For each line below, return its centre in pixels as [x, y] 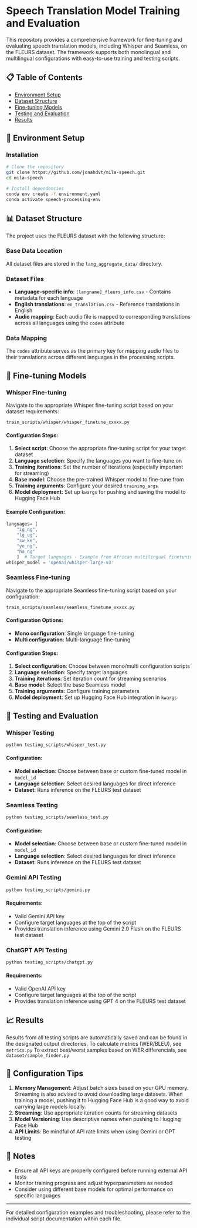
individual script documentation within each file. [64, 1219]
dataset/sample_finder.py [38, 1055]
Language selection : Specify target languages [71, 672]
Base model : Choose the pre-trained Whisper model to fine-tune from [99, 480]
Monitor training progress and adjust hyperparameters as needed [94, 1183]
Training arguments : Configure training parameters [77, 691]
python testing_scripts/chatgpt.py [50, 962]
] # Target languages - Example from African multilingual [91, 557]
